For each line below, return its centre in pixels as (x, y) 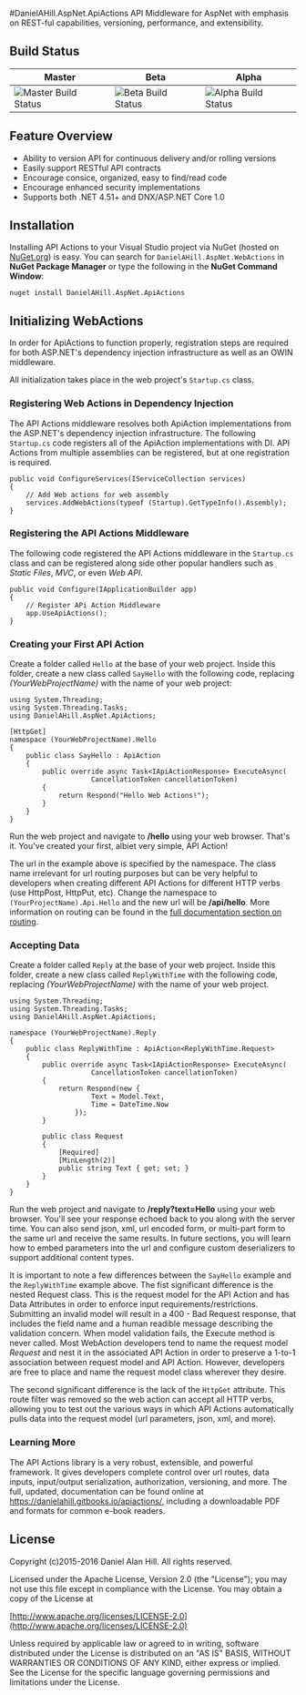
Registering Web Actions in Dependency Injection (122, 403)
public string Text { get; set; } (123, 1169)
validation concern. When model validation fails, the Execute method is (143, 1333)
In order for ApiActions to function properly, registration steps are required (149, 343)
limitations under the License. (65, 1682)
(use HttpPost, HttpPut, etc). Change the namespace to (113, 893)
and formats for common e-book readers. (87, 1510)
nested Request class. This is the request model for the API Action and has (149, 1295)
